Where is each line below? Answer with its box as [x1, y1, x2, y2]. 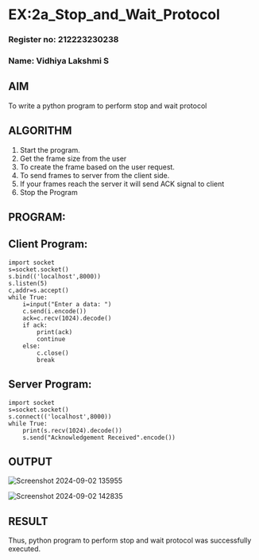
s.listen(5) [8, 279, 48, 287]
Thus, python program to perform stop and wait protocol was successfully [8, 535, 252, 546]
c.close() [37, 348, 69, 357]
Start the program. [19, 145, 81, 154]
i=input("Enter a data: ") [22, 300, 112, 308]
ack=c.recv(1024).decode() [22, 314, 112, 322]
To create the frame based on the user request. [19, 161, 175, 172]
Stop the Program [19, 187, 78, 196]
